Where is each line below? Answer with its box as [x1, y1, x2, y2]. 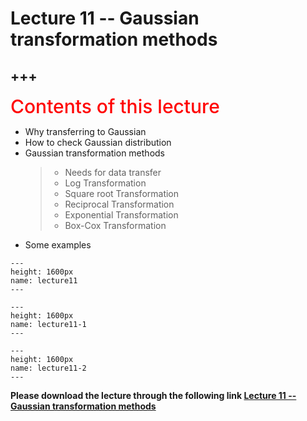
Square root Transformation [64, 188, 180, 199]
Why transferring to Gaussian [24, 126, 147, 137]
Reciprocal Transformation [64, 198, 175, 210]
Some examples [24, 239, 92, 251]
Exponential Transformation [64, 209, 179, 221]
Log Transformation [64, 177, 147, 189]
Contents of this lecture [10, 95, 220, 118]
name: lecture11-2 [10, 363, 87, 373]
